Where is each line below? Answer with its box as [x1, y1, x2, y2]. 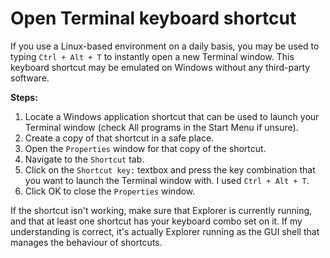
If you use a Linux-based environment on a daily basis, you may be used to [10, 40, 320, 52]
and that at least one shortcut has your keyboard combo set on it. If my [10, 215, 303, 227]
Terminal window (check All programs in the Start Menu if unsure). [24, 121, 299, 133]
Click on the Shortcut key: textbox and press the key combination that [24, 163, 316, 176]
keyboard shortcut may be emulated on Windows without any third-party [10, 61, 311, 73]
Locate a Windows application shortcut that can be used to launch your [24, 110, 320, 122]
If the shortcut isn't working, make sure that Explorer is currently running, [10, 204, 313, 216]
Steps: [10, 91, 38, 103]
